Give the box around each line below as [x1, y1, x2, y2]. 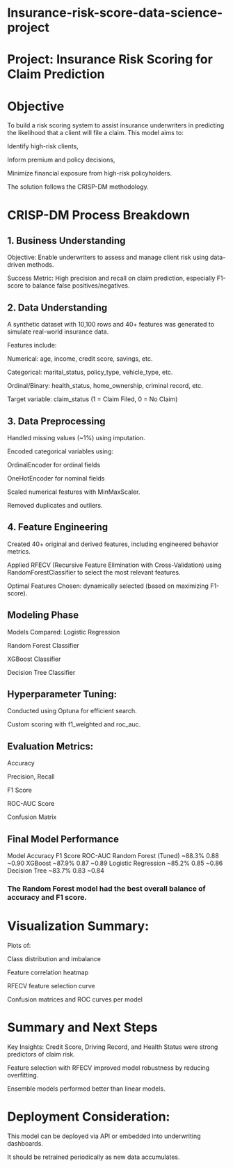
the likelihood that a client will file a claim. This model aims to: [7, 129, 184, 137]
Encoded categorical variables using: [7, 447, 113, 455]
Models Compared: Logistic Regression [7, 628, 120, 636]
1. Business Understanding [7, 235, 126, 247]
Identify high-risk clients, [7, 142, 79, 150]
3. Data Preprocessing [7, 415, 106, 427]
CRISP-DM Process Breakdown [7, 207, 190, 223]
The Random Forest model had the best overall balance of [7, 883, 207, 893]
